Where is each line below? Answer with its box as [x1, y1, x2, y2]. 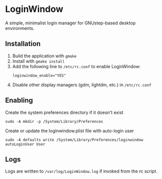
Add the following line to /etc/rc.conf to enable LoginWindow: [12, 63, 141, 69]
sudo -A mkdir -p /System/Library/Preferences [5, 119, 103, 124]
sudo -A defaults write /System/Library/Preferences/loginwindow [5, 137, 143, 142]
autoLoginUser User [5, 142, 46, 147]
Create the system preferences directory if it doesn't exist [5, 109, 124, 115]
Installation [5, 40, 41, 48]
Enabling [5, 96, 33, 105]
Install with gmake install [12, 58, 65, 64]
